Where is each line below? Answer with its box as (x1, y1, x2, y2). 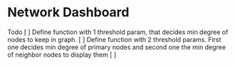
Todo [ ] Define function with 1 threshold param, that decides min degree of (7, 28, 229, 36)
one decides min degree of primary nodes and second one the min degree (7, 43, 226, 51)
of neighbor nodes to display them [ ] (7, 50, 117, 59)
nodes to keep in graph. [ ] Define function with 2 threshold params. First (7, 35, 221, 43)
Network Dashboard (7, 4, 130, 21)
